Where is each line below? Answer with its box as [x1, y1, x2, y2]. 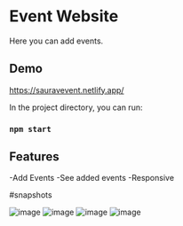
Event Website [9, 6, 119, 27]
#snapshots [9, 190, 52, 200]
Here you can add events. [9, 35, 104, 46]
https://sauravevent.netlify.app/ [9, 84, 124, 95]
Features [9, 149, 60, 165]
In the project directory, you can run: [9, 102, 143, 113]
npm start [9, 124, 52, 134]
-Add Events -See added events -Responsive [9, 173, 175, 183]
